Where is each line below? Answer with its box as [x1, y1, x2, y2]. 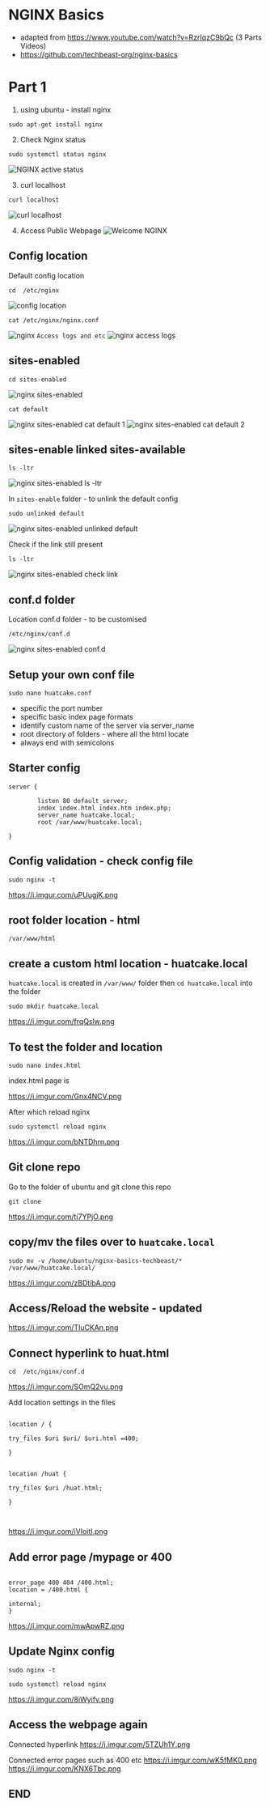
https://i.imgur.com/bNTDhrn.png [8, 1137, 120, 1146]
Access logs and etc [36, 332, 107, 340]
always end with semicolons [19, 737, 115, 747]
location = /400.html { [8, 1586, 89, 1594]
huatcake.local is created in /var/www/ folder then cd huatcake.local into [8, 978, 253, 988]
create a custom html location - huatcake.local [8, 957, 248, 971]
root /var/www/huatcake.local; [37, 818, 143, 827]
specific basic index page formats [19, 712, 133, 721]
